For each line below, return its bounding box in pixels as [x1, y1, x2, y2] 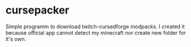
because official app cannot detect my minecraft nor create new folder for [5, 29, 186, 36]
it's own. [5, 35, 27, 42]
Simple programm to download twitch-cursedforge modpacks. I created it [5, 23, 185, 30]
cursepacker [5, 4, 70, 17]
